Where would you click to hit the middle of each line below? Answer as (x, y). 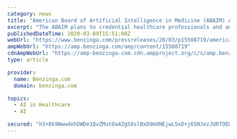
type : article (28, 60)
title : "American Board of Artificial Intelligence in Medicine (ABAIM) (116, 20)
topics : (19, 98)
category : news (30, 14)
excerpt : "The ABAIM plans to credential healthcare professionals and (115, 27)
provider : (22, 72)
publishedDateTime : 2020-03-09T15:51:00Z (69, 34)
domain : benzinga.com (45, 85)
